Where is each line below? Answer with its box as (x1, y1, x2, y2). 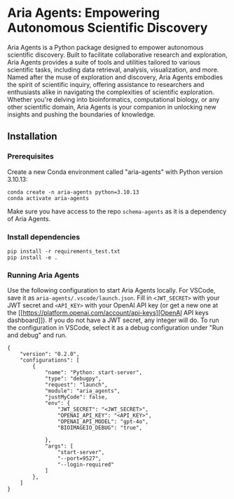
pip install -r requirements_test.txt (7, 248, 121, 255)
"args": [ (44, 443, 74, 450)
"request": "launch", (44, 381, 109, 389)
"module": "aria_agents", (44, 387, 121, 394)
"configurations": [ (20, 357, 80, 364)
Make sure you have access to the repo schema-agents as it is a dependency (7, 207, 227, 215)
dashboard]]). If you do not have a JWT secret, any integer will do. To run (7, 316, 219, 324)
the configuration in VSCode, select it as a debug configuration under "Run (7, 324, 224, 332)
